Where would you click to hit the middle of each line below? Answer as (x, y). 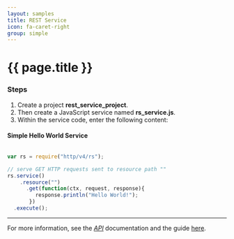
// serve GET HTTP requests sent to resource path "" (87, 169)
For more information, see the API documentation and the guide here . (107, 228)
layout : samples (31, 14)
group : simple (28, 33)
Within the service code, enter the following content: (93, 119)
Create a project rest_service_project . (73, 105)
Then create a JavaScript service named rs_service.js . (96, 112)
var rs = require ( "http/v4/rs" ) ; (56, 157)
